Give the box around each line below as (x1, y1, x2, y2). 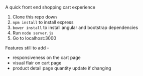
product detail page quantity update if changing (12, 65, 111, 71)
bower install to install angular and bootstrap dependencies (12, 24, 138, 30)
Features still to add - (5, 45, 49, 50)
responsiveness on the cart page (12, 54, 81, 60)
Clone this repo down (12, 14, 57, 19)
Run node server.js (12, 30, 54, 35)
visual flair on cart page (12, 60, 62, 65)
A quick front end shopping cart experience (5, 4, 95, 10)
